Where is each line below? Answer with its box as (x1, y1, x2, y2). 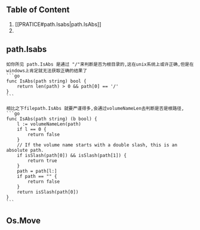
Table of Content (6, 5, 70, 15)
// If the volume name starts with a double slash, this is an (17, 142, 178, 148)
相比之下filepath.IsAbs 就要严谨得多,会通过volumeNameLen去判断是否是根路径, (6, 105, 184, 111)
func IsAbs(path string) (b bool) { (6, 116, 97, 122)
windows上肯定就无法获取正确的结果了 (6, 68, 88, 73)
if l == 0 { (17, 126, 47, 132)
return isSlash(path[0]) (17, 189, 79, 195)
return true (27, 158, 58, 164)
